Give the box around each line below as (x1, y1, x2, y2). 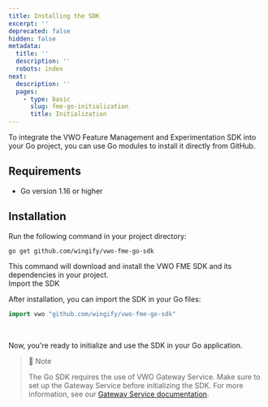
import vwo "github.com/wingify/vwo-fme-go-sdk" (8, 310, 176, 318)
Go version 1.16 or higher (19, 186, 103, 196)
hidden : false (8, 34, 57, 43)
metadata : (8, 42, 42, 50)
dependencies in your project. (8, 270, 109, 279)
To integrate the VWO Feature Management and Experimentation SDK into (8, 132, 257, 142)
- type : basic (23, 95, 71, 103)
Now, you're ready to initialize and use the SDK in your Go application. (8, 340, 243, 350)
